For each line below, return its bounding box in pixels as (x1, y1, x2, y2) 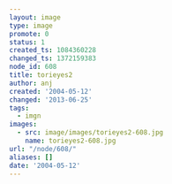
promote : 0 (9, 29, 49, 38)
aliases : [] (9, 152, 53, 162)
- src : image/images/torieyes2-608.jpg (17, 128, 164, 137)
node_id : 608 (9, 63, 57, 72)
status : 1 (9, 37, 46, 47)
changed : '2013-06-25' (9, 95, 93, 104)
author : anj (9, 79, 53, 88)
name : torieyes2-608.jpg (25, 136, 116, 145)
